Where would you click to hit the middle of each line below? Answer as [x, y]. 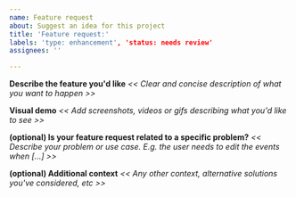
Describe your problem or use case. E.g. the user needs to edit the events [144, 147]
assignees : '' [36, 51]
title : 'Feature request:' [59, 34]
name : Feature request [51, 17]
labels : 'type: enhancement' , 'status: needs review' [111, 42]
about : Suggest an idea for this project [87, 26]
